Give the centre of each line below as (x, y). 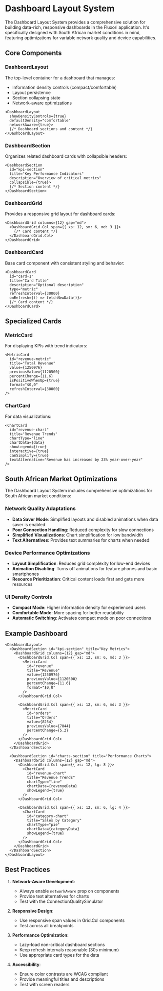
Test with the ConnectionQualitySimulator (61, 901)
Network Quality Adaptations (41, 508)
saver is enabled (29, 524)
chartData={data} (27, 442)
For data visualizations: (28, 416)
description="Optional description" (47, 285)
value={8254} (40, 722)
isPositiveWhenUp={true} (35, 381)
